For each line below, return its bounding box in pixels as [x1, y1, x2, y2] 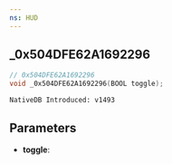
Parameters [9, 120, 77, 136]
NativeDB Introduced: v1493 [9, 96, 116, 105]
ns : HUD [9, 13, 39, 23]
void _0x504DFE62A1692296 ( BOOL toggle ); [9, 79, 165, 89]
